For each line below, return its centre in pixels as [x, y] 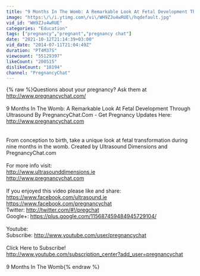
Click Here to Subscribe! [36, 248]
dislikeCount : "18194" [34, 67]
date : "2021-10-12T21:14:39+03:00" [50, 39]
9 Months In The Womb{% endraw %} [53, 267]
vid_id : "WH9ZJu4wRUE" [34, 23]
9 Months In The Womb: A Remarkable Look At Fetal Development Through [98, 108]
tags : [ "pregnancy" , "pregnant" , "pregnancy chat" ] [69, 34]
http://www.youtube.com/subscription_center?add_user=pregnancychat [95, 255]
